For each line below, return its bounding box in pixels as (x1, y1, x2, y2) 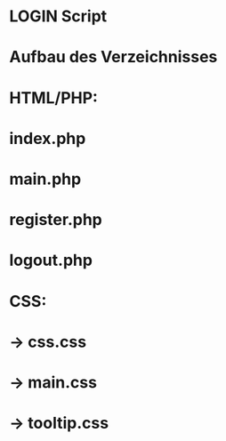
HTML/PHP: (9, 87, 98, 108)
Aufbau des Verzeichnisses (9, 47, 218, 68)
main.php (9, 169, 82, 188)
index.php (9, 128, 86, 148)
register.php (9, 210, 102, 230)
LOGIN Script (9, 6, 108, 27)
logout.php (9, 251, 93, 270)
